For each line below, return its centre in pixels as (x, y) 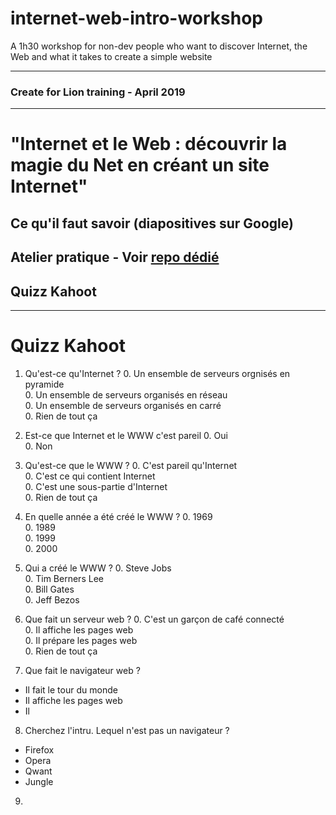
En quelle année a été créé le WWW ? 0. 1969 (118, 516)
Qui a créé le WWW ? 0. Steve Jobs (98, 568)
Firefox (39, 749)
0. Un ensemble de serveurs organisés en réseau (126, 394)
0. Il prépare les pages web (81, 640)
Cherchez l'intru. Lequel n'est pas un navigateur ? (127, 730)
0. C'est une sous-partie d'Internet (96, 486)
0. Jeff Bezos (52, 599)
